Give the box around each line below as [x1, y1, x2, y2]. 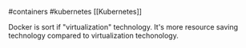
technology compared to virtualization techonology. [8, 31, 179, 40]
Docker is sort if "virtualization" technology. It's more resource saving [8, 22, 239, 31]
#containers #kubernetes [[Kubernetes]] [8, 7, 143, 16]
